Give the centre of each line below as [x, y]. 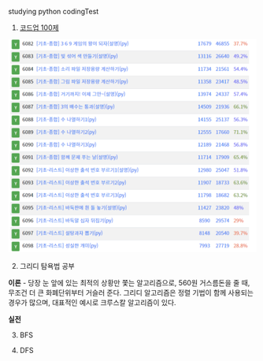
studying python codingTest [54, 11]
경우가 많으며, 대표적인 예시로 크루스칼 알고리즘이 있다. [92, 303]
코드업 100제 [39, 28]
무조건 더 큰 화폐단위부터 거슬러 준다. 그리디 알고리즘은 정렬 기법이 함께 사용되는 [131, 293]
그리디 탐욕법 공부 [47, 266]
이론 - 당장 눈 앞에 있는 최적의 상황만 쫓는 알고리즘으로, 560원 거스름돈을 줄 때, [129, 283]
